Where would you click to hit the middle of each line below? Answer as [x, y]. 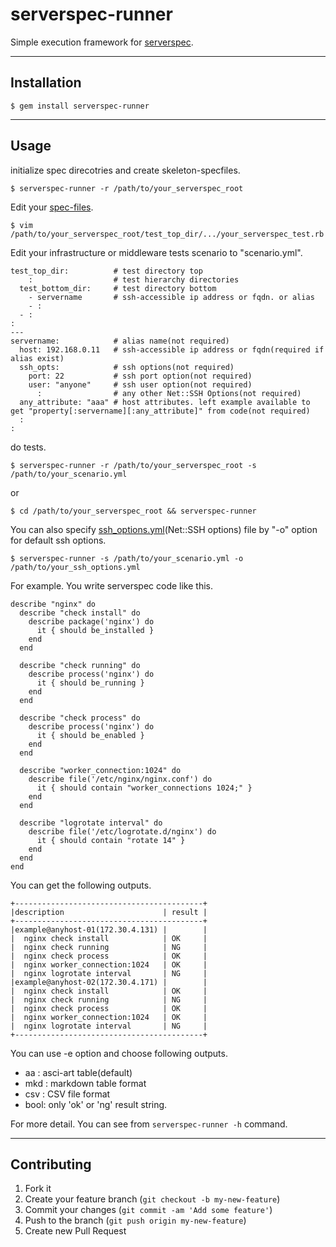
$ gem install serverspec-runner [80, 106]
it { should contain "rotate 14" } [111, 840]
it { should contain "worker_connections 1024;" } [144, 788]
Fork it [38, 1189]
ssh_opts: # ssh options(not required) [127, 367]
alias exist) [37, 358]
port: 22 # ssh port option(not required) [140, 376]
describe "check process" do [80, 718]
